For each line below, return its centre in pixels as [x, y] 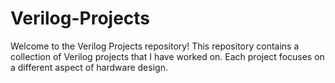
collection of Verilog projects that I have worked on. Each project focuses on [167, 56]
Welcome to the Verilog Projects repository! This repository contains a [155, 46]
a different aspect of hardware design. [89, 67]
